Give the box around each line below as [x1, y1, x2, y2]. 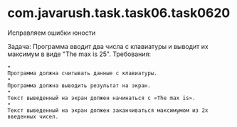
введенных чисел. [7, 113, 59, 120]
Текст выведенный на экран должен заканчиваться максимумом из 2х [7, 106, 209, 114]
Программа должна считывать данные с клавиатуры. [7, 70, 158, 77]
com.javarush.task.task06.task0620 [7, 5, 231, 21]
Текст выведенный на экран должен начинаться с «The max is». [7, 94, 196, 101]
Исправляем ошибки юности [7, 28, 96, 37]
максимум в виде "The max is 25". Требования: [7, 50, 152, 58]
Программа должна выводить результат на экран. [7, 82, 152, 89]
